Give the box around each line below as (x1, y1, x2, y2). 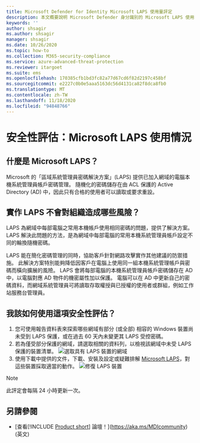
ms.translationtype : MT (6, 87, 65, 93)
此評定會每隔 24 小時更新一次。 (6, 387, 84, 394)
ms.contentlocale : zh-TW (6, 92, 68, 98)
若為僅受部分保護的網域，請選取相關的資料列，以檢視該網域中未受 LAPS (14, 340, 192, 347)
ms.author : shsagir (6, 31, 55, 37)
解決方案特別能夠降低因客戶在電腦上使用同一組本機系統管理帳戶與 (23, 259, 185, 266)
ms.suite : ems (6, 70, 42, 76)
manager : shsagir (6, 36, 49, 42)
